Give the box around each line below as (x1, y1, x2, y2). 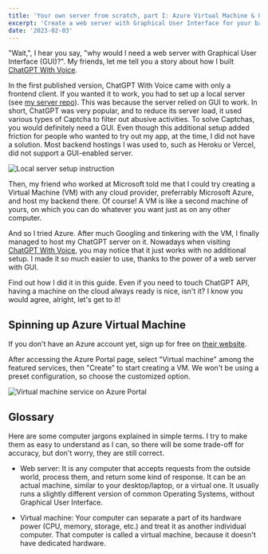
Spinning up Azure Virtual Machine (8, 318, 186, 332)
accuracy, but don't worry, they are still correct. (8, 448, 165, 458)
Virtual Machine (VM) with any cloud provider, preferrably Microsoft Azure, (8, 188, 254, 198)
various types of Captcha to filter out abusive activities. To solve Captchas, (8, 115, 255, 124)
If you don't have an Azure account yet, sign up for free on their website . (8, 340, 247, 349)
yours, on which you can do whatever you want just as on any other (8, 205, 231, 214)
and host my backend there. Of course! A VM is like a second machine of (8, 196, 249, 206)
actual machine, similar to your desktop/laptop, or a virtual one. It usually (19, 481, 259, 490)
